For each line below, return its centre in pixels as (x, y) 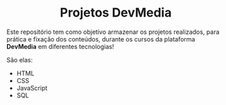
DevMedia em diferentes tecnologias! (60, 46)
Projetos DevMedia (116, 13)
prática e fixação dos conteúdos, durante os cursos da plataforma (101, 39)
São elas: (20, 59)
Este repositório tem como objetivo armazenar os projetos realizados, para (113, 32)
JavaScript (32, 88)
